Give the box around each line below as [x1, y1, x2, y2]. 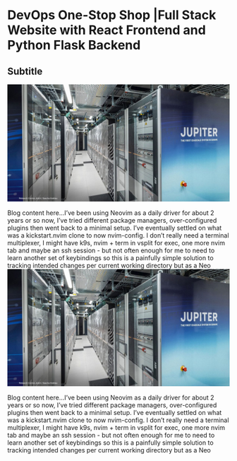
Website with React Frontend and [7, 22, 206, 38]
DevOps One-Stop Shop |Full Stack [7, 7, 217, 23]
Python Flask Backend [7, 37, 141, 53]
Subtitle [7, 65, 43, 77]
